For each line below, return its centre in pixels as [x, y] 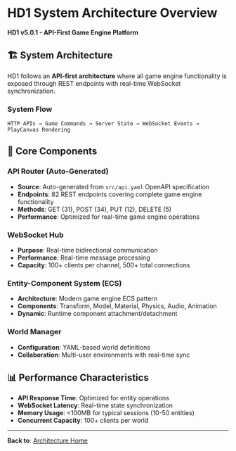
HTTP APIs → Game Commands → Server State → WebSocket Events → [103, 124]
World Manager [34, 332]
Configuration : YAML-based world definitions [84, 347]
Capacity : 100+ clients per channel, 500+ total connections [104, 265]
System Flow [30, 109]
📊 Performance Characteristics [78, 378]
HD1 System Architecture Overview [112, 13]
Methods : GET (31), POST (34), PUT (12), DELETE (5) [94, 209]
